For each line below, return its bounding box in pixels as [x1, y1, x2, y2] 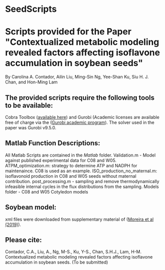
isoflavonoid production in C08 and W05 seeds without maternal [5, 173, 137, 179]
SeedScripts [5, 3, 57, 15]
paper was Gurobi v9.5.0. [5, 124, 57, 130]
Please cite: [5, 235, 42, 244]
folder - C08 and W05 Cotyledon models [5, 189, 88, 194]
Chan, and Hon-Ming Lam [5, 79, 58, 85]
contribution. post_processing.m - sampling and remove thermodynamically [5, 178, 160, 184]
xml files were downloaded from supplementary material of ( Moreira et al [5, 216, 154, 222]
